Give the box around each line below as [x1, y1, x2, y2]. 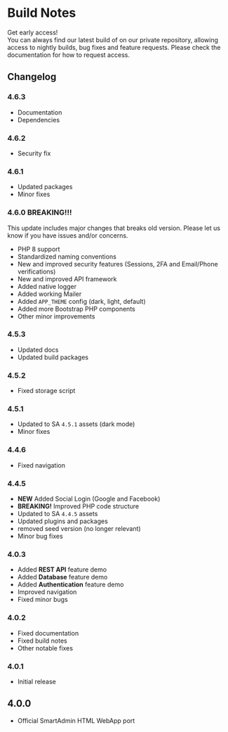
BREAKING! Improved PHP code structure [17, 502, 139, 511]
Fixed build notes [17, 636, 68, 645]
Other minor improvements [17, 312, 95, 321]
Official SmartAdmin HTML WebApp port [17, 716, 135, 725]
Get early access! [7, 28, 58, 37]
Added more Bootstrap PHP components [17, 304, 135, 313]
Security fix [17, 149, 51, 158]
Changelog [7, 71, 57, 83]
